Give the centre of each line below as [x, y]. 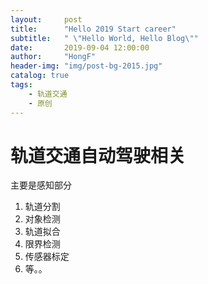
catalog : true [40, 76]
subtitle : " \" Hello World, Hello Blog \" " [104, 38]
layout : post [46, 19]
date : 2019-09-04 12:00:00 [80, 47]
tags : [21, 85]
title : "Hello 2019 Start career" [93, 29]
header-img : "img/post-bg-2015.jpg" [86, 66]
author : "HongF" [53, 57]
